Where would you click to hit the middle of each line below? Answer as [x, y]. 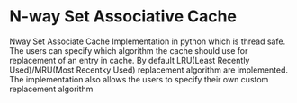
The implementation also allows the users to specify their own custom [139, 79]
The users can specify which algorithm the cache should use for [129, 50]
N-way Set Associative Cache [123, 17]
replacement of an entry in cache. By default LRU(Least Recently [130, 60]
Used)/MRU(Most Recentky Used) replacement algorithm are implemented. [149, 70]
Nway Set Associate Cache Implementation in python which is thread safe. [148, 41]
